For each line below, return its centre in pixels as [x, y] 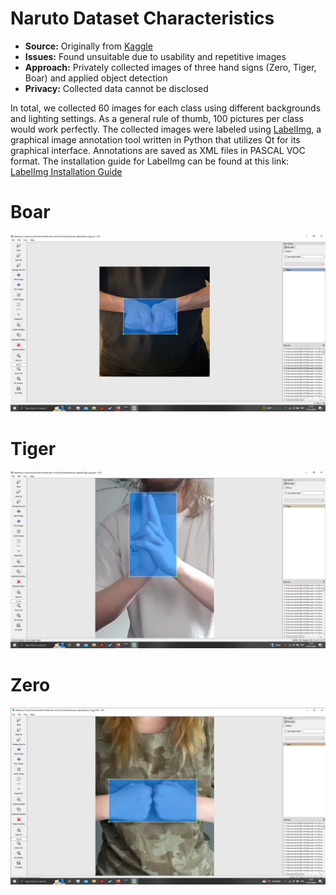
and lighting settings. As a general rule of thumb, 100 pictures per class [157, 118]
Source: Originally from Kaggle [88, 46]
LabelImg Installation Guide [66, 171]
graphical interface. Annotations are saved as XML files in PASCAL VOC [158, 150]
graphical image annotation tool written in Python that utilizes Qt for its [155, 139]
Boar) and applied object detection [96, 78]
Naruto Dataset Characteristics [142, 18]
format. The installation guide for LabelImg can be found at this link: [150, 161]
